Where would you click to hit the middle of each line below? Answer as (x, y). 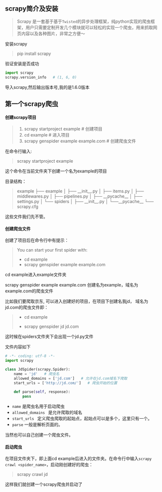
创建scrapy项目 (21, 117)
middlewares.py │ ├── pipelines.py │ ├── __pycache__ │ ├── (80, 196)
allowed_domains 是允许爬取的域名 (47, 412)
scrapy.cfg (28, 207)
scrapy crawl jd (32, 475)
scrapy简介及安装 (32, 9)
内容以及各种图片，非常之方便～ (53, 34)
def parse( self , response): (42, 392)
